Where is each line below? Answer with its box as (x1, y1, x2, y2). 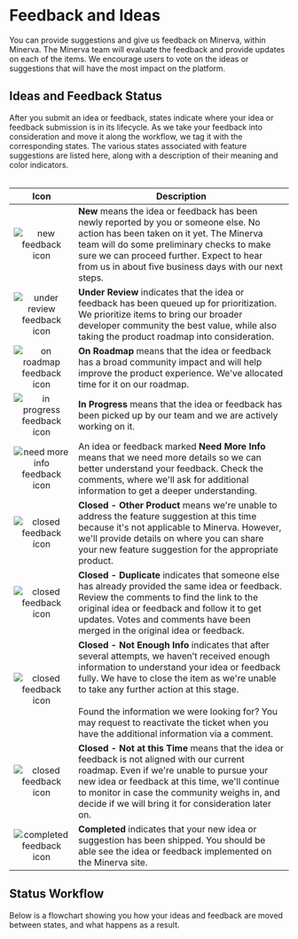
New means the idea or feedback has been (78, 205, 258, 217)
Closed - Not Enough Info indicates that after (78, 638, 271, 651)
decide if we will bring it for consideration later (78, 797, 272, 809)
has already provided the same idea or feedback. (78, 580, 282, 592)
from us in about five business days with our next (78, 260, 284, 272)
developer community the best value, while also (78, 319, 278, 331)
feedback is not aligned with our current (78, 753, 246, 765)
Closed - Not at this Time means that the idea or (78, 742, 284, 754)
